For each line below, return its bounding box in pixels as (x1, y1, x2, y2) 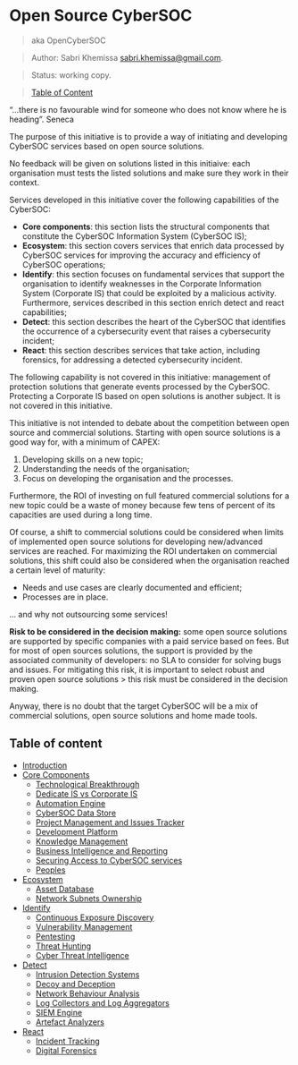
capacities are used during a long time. (9, 509, 153, 520)
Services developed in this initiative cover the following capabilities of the (9, 194, 279, 205)
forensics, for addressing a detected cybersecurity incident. (21, 354, 243, 365)
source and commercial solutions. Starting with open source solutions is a (9, 427, 281, 438)
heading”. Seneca (9, 114, 74, 124)
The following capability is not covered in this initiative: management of (9, 371, 271, 382)
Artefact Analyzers (35, 1017, 105, 1027)
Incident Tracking (35, 1035, 100, 1046)
